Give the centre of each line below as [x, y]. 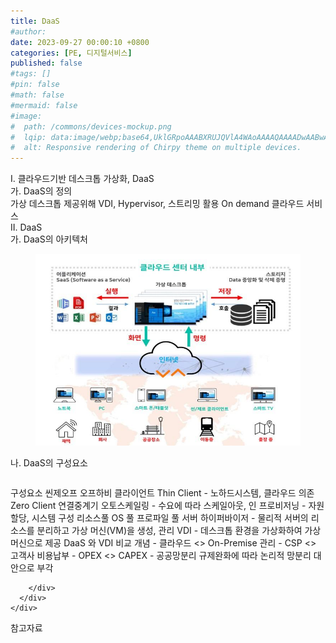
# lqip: [28, 137]
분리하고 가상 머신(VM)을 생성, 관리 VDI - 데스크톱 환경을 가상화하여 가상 [179, 531]
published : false [46, 63]
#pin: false [35, 85]
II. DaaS [26, 227]
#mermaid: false [44, 105]
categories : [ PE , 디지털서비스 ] [71, 53]
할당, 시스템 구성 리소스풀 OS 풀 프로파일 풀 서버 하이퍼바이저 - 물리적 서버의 [159, 518]
